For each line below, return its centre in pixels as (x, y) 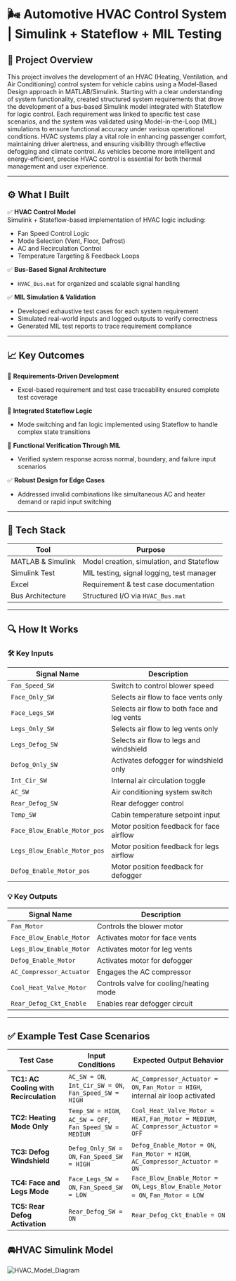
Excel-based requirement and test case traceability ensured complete (118, 389)
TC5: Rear (28, 1207)
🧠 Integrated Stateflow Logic (50, 410)
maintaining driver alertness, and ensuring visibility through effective (106, 144)
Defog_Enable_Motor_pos (51, 871)
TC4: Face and (35, 1183)
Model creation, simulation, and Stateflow (151, 562)
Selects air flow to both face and (165, 709)
